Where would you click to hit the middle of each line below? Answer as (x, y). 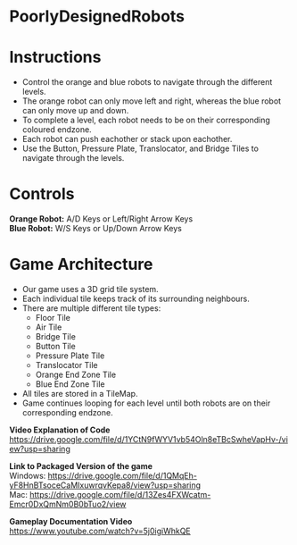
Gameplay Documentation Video (71, 521)
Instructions (55, 58)
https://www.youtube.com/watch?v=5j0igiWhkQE (100, 531)
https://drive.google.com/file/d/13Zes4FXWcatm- (120, 495)
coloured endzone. (57, 130)
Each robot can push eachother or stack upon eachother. (127, 139)
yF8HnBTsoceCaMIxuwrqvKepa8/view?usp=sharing (105, 485)
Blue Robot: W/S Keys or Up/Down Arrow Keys (96, 229)
